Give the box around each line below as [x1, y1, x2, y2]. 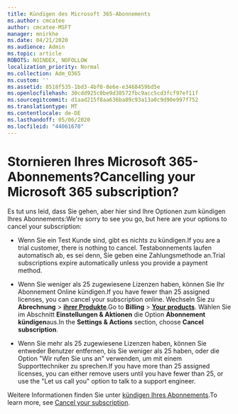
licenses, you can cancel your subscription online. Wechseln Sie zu [17, 295, 215, 304]
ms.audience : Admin [7, 43, 65, 51]
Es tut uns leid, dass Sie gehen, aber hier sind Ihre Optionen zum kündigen [7, 207, 226, 216]
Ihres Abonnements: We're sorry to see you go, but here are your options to [7, 215, 227, 223]
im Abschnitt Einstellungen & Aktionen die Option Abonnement [17, 310, 206, 319]
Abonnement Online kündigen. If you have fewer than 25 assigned [17, 287, 210, 296]
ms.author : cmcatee [7, 17, 65, 24]
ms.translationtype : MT [7, 103, 78, 110]
